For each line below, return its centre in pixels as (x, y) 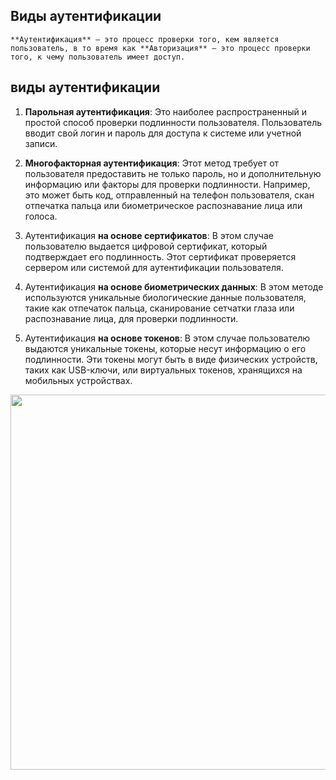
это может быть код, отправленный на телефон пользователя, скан (169, 195)
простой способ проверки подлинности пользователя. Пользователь (173, 122)
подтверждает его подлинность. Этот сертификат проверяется (160, 256)
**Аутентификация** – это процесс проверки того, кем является (145, 39)
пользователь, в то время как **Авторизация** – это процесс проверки (160, 48)
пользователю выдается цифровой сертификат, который (146, 246)
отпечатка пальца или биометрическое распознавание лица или (163, 205)
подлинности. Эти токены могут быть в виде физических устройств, (171, 359)
